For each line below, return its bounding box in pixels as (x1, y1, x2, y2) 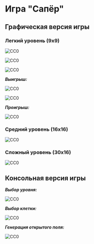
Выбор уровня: (5, 187, 37, 193)
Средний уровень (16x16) (5, 126, 68, 133)
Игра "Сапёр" (5, 3, 64, 15)
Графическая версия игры (5, 23, 90, 31)
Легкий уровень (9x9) (5, 37, 60, 44)
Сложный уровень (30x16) (5, 149, 71, 156)
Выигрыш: (5, 76, 28, 82)
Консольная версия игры (5, 174, 86, 182)
